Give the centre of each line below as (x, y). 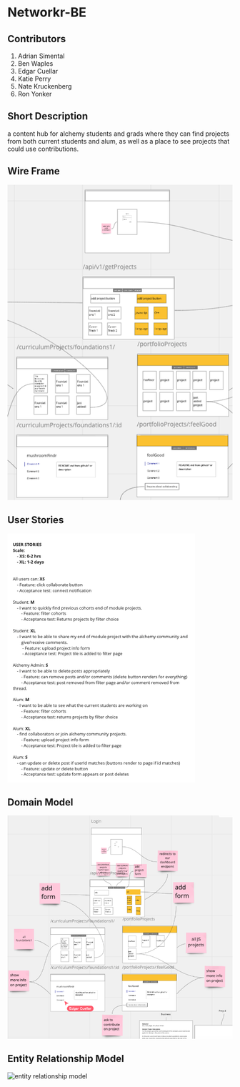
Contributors (37, 39)
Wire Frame (34, 171)
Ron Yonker (35, 94)
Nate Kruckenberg (45, 86)
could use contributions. (43, 149)
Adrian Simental (41, 56)
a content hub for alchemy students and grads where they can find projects (119, 134)
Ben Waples (35, 64)
